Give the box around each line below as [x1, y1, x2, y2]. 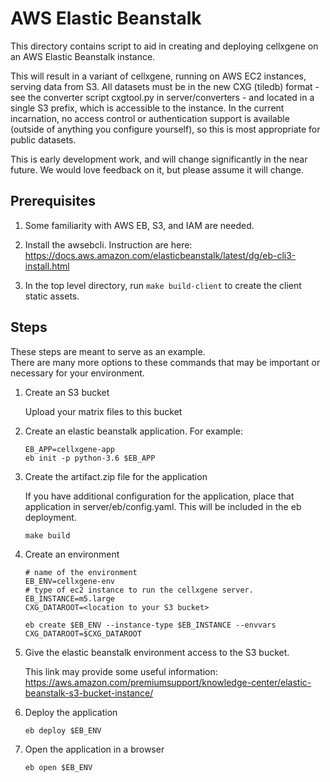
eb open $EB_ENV [24, 762, 93, 772]
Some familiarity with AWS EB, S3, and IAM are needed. [24, 219, 255, 231]
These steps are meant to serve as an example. [10, 345, 206, 357]
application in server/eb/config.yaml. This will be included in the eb [24, 500, 302, 512]
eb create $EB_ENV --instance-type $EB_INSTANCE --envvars [24, 620, 277, 630]
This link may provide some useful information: [24, 665, 218, 677]
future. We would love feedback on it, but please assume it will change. [10, 163, 304, 176]
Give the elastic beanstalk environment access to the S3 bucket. [24, 646, 290, 658]
